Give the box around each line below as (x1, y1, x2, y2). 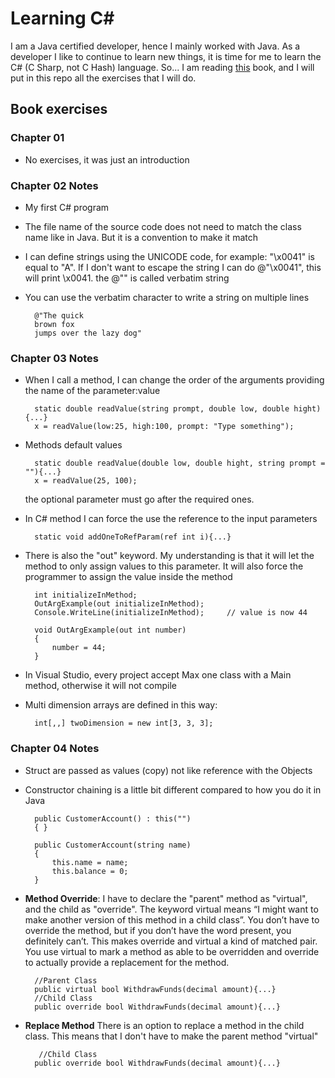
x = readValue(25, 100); (34, 476, 138, 486)
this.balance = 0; (51, 866, 129, 876)
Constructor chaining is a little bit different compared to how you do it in (24, 783, 322, 796)
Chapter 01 (10, 131, 65, 145)
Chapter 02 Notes (10, 178, 99, 192)
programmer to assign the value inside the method (24, 571, 233, 583)
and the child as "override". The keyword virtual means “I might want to (24, 903, 319, 915)
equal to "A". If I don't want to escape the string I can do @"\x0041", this (24, 261, 322, 273)
